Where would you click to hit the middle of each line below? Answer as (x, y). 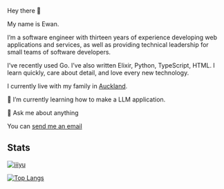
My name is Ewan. (33, 24)
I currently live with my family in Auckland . (67, 86)
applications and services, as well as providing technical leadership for (108, 44)
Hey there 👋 (24, 11)
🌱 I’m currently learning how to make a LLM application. (86, 99)
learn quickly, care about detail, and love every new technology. (98, 73)
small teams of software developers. (59, 52)
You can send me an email (45, 126)
